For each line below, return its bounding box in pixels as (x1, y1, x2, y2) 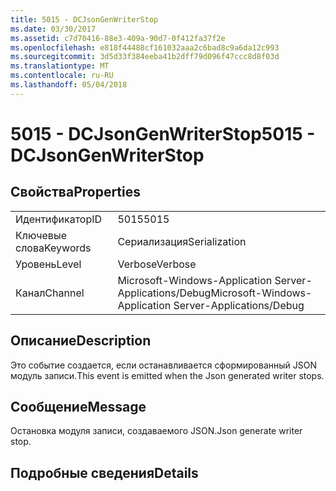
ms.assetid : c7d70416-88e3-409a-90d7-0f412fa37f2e (10, 33, 226, 43)
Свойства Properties (10, 184, 142, 201)
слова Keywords (15, 241, 92, 255)
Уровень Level (15, 257, 82, 271)
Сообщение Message (10, 398, 147, 415)
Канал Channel (15, 286, 85, 300)
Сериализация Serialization (117, 234, 247, 248)
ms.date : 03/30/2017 (10, 24, 97, 34)
